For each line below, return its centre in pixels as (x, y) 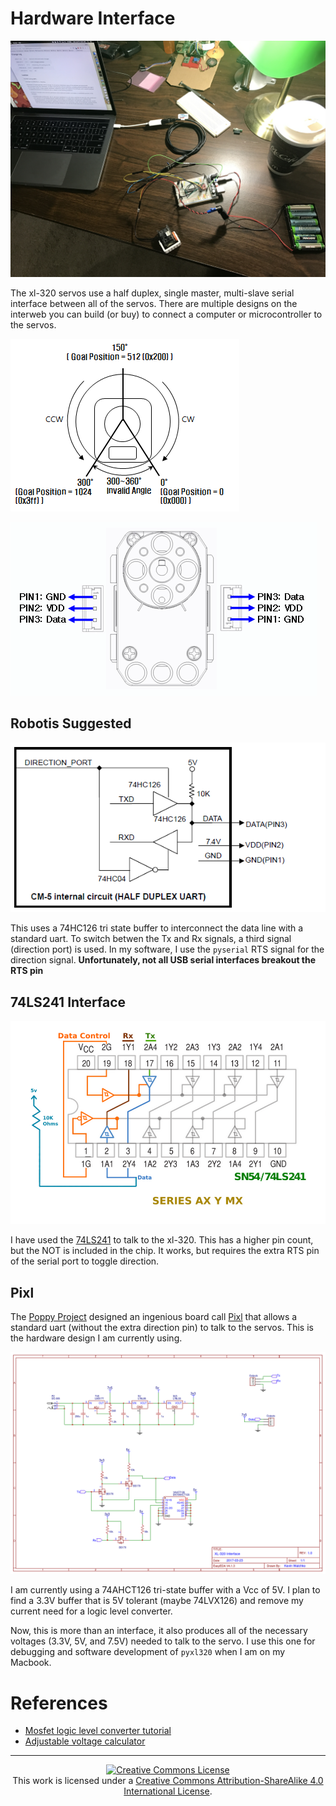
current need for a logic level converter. (91, 1611)
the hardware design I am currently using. (96, 1338)
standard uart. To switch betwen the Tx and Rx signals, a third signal (151, 939)
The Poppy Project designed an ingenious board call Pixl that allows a (154, 1317)
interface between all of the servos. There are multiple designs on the (154, 303)
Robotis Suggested (71, 723)
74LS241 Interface (68, 1002)
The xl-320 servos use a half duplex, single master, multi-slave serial (152, 293)
